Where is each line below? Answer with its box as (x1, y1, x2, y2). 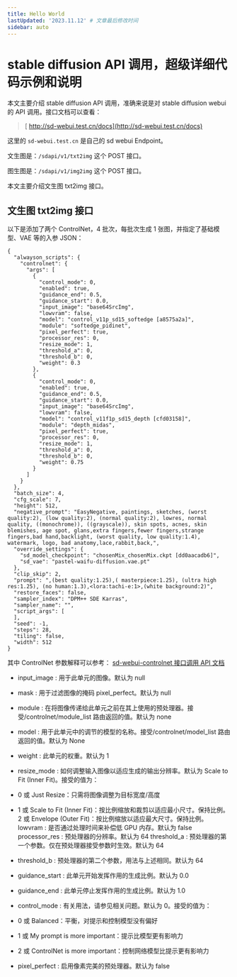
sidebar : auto (7, 23, 50, 31)
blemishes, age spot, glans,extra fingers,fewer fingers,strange (7, 527, 204, 534)
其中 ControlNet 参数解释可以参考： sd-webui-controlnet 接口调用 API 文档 (7, 658, 225, 667)
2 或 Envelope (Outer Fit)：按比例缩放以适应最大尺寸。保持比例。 (17, 815, 208, 823)
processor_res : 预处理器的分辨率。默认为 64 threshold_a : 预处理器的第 (17, 832, 227, 841)
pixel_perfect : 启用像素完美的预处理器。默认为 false (17, 962, 170, 971)
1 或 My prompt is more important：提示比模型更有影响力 (17, 932, 184, 940)
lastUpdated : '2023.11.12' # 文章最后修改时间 (7, 17, 139, 24)
